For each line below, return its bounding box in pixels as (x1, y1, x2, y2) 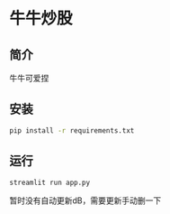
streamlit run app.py (9, 178, 91, 187)
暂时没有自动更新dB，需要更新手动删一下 (9, 195, 162, 206)
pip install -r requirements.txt (9, 126, 135, 135)
